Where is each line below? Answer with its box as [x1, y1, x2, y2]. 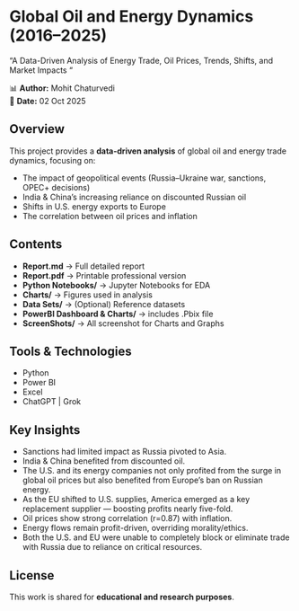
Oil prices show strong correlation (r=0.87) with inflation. [22, 513, 233, 524]
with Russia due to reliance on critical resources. [22, 542, 203, 553]
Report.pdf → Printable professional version [22, 270, 187, 280]
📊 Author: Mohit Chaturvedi [9, 83, 115, 93]
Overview [9, 121, 66, 137]
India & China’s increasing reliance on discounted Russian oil [22, 191, 247, 202]
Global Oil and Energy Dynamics [9, 6, 254, 27]
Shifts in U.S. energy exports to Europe [22, 200, 166, 212]
